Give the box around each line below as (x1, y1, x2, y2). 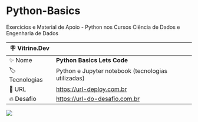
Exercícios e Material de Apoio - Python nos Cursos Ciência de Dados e (6, 23, 180, 30)
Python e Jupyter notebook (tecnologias (55, 67, 168, 75)
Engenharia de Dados (6, 29, 59, 36)
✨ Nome (9, 56, 32, 64)
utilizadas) (55, 74, 85, 83)
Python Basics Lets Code (55, 56, 128, 64)
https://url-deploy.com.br (55, 85, 127, 93)
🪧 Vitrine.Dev (9, 44, 50, 52)
